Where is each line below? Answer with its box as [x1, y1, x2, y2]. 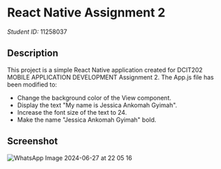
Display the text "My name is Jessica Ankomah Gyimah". [16, 101, 177, 109]
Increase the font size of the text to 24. [16, 108, 127, 116]
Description [7, 47, 58, 59]
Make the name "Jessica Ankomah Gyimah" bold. [16, 115, 156, 124]
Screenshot [7, 135, 58, 147]
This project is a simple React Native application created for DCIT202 [7, 65, 203, 74]
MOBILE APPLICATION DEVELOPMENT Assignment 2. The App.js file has [7, 73, 214, 81]
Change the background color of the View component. [16, 93, 172, 102]
